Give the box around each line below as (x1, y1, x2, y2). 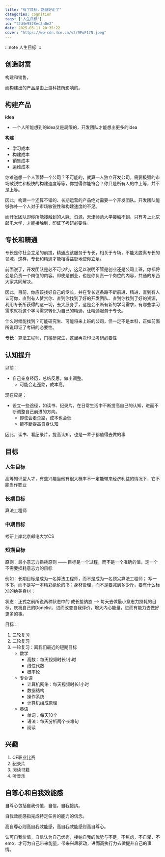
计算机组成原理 (27, 699, 57, 705)
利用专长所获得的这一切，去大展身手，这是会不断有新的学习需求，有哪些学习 (5, 302, 160, 308)
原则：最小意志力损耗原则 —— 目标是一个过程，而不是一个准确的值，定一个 (5, 559, 158, 565)
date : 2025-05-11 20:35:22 (5, 26, 60, 31)
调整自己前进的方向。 (16, 408, 60, 415)
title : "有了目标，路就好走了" (5, 7, 62, 12)
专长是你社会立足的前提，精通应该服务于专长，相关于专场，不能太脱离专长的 (5, 250, 160, 256)
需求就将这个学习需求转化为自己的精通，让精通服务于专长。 (5, 308, 126, 314)
